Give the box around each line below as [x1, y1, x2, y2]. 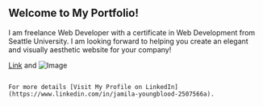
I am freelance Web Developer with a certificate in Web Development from [8, 27, 256, 37]
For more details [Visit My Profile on [8, 83, 143, 91]
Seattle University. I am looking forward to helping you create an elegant [8, 36, 248, 46]
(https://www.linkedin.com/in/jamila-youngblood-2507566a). [8, 90, 215, 98]
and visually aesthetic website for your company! [8, 44, 172, 55]
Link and [8, 60, 37, 70]
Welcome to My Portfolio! [8, 6, 139, 20]
